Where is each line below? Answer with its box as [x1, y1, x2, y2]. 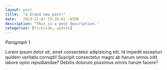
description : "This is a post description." [5, 21, 99, 26]
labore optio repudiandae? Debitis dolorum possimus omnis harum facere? [5, 60, 159, 66]
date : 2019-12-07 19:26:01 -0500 [5, 16, 79, 21]
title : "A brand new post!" [5, 12, 66, 17]
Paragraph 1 [5, 39, 30, 45]
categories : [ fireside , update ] [5, 26, 72, 31]
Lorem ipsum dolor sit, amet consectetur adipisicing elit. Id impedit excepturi [5, 49, 163, 55]
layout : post [5, 7, 32, 12]
